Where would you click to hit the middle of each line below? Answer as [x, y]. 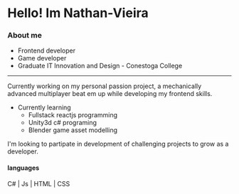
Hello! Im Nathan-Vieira [78, 13]
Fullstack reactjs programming [73, 115]
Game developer [42, 58]
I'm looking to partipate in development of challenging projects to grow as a [118, 144]
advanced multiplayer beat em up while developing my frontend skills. [110, 94]
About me [25, 36]
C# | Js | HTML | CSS [39, 183]
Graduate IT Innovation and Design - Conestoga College [100, 66]
